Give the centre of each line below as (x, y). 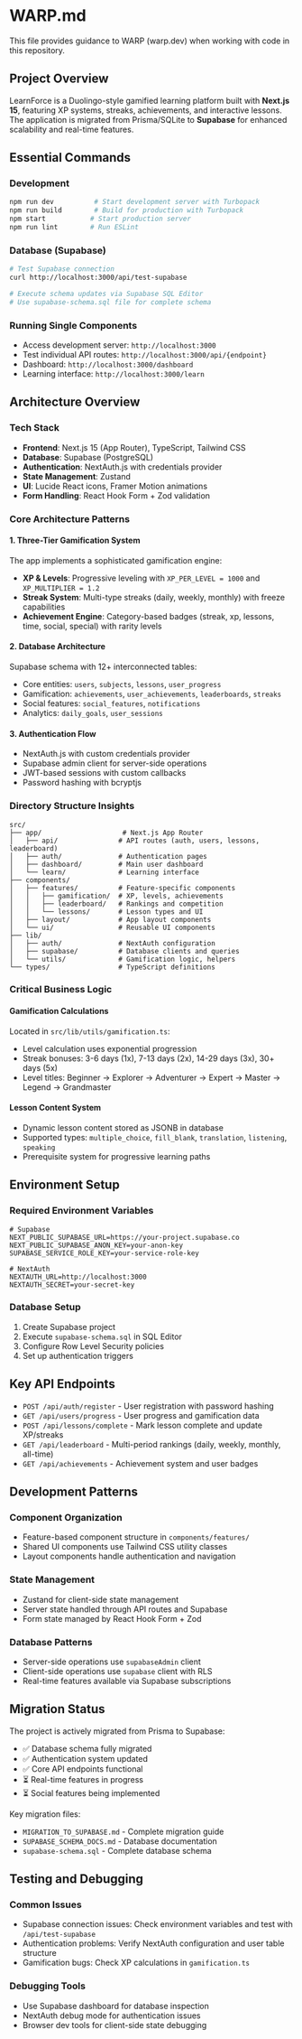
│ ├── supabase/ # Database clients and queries (125, 951)
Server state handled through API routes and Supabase (125, 1609)
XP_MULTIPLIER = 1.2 (61, 588)
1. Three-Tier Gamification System (75, 540)
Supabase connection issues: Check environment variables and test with (157, 1924)
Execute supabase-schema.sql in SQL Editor (102, 1336)
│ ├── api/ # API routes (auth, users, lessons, (134, 841)
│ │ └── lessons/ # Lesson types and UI (106, 912)
